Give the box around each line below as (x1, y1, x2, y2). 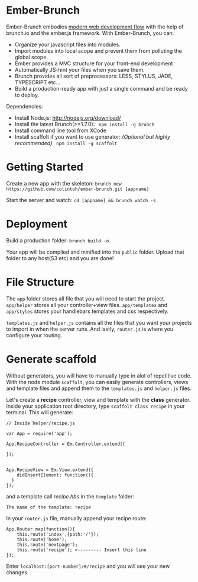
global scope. (14, 53, 48, 60)
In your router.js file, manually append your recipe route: (6, 514, 147, 522)
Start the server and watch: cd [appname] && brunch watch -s (6, 196, 157, 203)
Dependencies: (6, 103, 43, 110)
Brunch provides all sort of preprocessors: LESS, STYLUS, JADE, (14, 72, 173, 79)
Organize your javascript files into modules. (14, 41, 121, 48)
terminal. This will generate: (6, 408, 74, 415)
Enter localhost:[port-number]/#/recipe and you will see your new (6, 562, 170, 570)
